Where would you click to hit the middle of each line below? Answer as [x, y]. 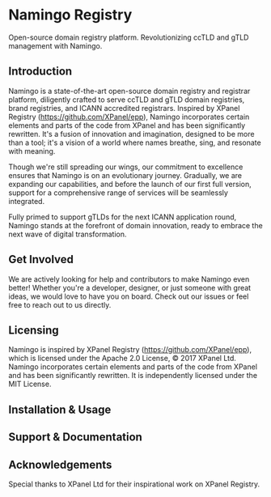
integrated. [27, 201]
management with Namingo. [55, 45]
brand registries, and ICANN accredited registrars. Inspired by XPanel [124, 108]
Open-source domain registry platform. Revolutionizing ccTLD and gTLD [129, 37]
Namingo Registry [70, 15]
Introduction [40, 72]
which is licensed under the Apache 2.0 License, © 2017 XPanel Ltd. [123, 359]
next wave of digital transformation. [68, 234]
